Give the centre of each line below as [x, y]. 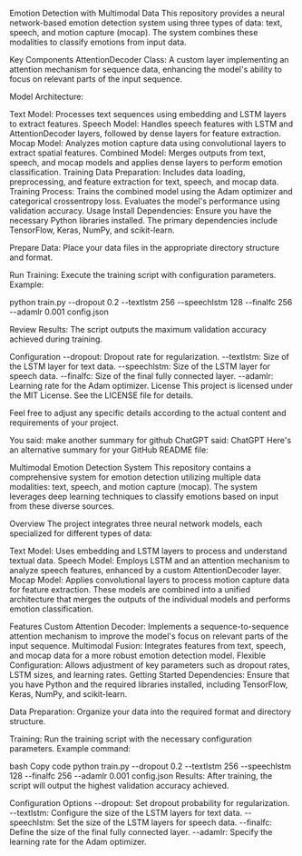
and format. [31, 257]
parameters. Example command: [70, 748]
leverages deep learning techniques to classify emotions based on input [144, 496]
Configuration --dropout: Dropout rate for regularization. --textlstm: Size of [150, 357]
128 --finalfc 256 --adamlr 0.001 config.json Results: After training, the [141, 776]
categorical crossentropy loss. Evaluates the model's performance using [145, 201]
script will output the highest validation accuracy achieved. [119, 786]
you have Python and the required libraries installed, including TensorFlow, [149, 684]
